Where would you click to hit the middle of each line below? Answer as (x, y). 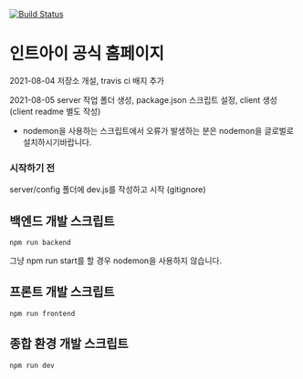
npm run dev (32, 365)
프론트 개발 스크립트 (62, 292)
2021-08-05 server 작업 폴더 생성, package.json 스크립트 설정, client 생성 (144, 99)
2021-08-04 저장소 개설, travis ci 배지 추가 (87, 80)
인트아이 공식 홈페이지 (87, 54)
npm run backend (40, 243)
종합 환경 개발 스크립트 (69, 344)
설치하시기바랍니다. (57, 142)
